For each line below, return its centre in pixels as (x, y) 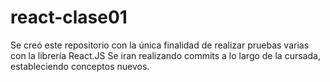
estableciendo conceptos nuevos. (80, 66)
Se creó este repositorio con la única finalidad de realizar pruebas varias (160, 45)
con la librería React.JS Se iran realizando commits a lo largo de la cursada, (165, 55)
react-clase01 (69, 17)
